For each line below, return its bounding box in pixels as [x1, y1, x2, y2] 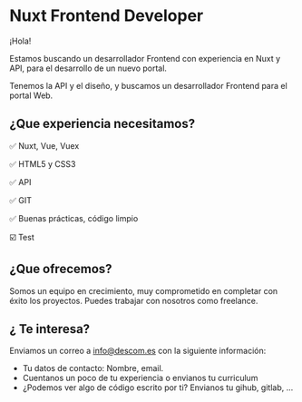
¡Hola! [9, 35, 32, 46]
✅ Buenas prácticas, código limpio [9, 212, 139, 223]
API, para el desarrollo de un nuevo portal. [9, 63, 168, 74]
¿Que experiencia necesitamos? [9, 116, 196, 132]
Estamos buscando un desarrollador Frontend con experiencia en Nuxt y [9, 53, 281, 64]
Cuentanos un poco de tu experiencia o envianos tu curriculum [22, 373, 258, 384]
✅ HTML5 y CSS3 [9, 158, 76, 169]
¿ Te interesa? [9, 321, 91, 337]
